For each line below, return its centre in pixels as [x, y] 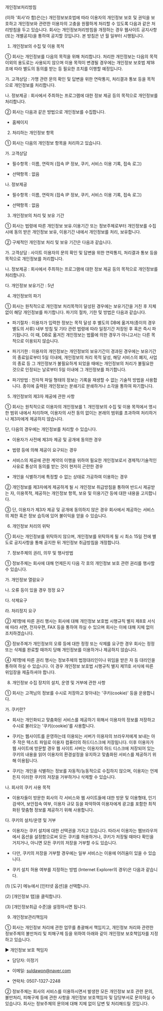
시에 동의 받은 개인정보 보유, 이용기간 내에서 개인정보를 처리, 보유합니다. [73, 232]
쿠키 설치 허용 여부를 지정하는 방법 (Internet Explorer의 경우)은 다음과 [78, 869]
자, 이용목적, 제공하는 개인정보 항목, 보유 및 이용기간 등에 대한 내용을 [75, 493]
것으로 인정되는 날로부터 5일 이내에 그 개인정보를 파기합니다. [69, 370]
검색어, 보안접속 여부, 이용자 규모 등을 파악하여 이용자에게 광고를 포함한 [80, 804]
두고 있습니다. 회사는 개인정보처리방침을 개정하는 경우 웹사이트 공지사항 [89, 30]
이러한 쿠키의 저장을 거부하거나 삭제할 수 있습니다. [69, 777]
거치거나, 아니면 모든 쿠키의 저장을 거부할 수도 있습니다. [65, 843]
